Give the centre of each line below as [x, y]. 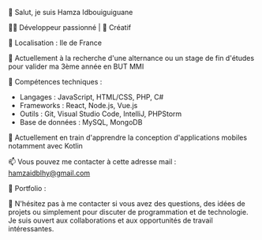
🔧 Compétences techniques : [55, 82]
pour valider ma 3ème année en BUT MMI [76, 66]
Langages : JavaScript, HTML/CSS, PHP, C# [92, 97]
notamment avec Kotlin [45, 146]
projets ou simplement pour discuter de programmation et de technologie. [128, 212]
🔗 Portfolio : [27, 188]
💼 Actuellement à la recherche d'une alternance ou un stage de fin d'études [131, 58]
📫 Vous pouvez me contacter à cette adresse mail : [92, 161]
